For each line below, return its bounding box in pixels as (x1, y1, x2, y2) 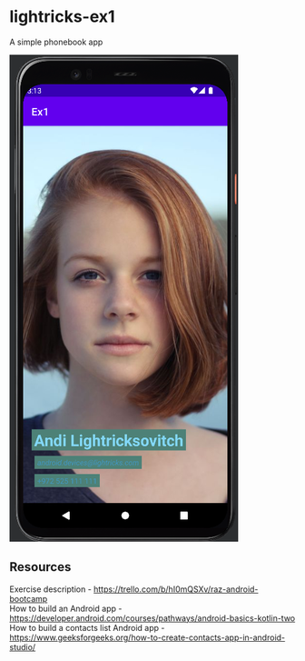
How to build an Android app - (9, 603, 123, 614)
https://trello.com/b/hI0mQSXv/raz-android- (93, 584, 259, 595)
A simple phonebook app (9, 36, 103, 47)
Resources (9, 559, 72, 575)
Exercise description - (9, 584, 93, 595)
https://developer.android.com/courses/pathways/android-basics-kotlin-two (9, 612, 296, 624)
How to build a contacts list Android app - (9, 622, 165, 633)
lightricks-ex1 (9, 6, 115, 27)
